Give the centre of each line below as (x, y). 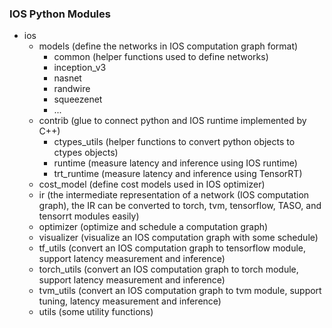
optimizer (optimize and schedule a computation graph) (153, 227)
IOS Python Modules (60, 14)
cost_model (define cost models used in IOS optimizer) (152, 184)
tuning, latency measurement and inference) (130, 301)
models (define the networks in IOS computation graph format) (168, 46)
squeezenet (78, 99)
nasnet (67, 78)
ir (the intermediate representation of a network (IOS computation (174, 195)
